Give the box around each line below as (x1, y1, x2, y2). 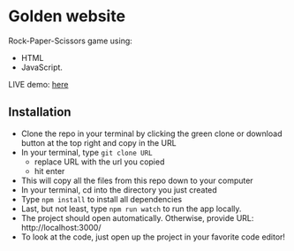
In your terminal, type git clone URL (20, 147, 153, 157)
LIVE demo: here (8, 79, 69, 89)
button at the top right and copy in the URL (20, 137, 177, 148)
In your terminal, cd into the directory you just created (20, 184, 217, 195)
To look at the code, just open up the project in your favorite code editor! (20, 232, 286, 242)
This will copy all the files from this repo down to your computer (20, 175, 253, 186)
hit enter (34, 165, 65, 176)
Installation (8, 104, 72, 120)
